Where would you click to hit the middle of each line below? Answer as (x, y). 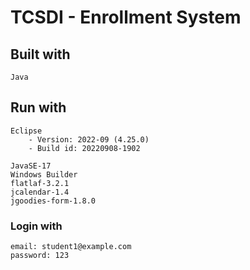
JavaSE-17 (31, 166)
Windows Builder (44, 174)
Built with (40, 54)
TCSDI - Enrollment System (126, 17)
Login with (36, 226)
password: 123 (40, 256)
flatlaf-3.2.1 (40, 183)
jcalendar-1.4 (40, 192)
